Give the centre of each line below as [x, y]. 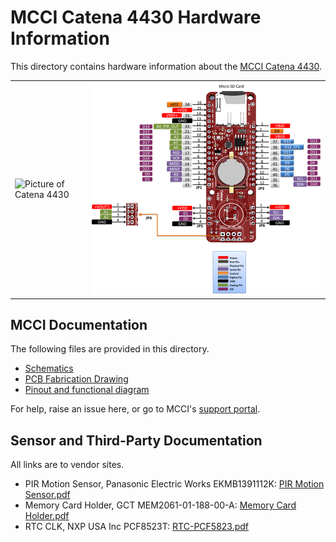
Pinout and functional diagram [87, 390]
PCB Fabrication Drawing [76, 379]
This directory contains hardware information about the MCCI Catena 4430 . [166, 66]
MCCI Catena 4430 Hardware [136, 17]
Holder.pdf [47, 516]
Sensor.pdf [47, 495]
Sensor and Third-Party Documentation [136, 440]
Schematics [49, 368]
